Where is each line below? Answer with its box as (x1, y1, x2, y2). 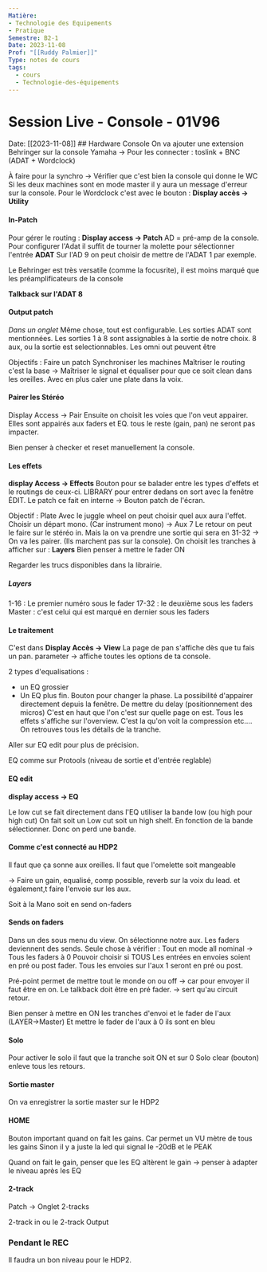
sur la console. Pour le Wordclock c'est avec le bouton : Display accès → (8, 188, 249, 198)
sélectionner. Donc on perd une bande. (8, 824, 137, 834)
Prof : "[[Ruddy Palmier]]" (8, 49, 98, 57)
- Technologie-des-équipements (15, 78, 120, 86)
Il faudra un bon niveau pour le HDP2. (8, 1255, 132, 1265)
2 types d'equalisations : (8, 667, 89, 677)
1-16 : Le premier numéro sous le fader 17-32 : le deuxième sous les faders (8, 599, 253, 608)
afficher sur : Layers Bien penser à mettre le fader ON (8, 545, 186, 555)
